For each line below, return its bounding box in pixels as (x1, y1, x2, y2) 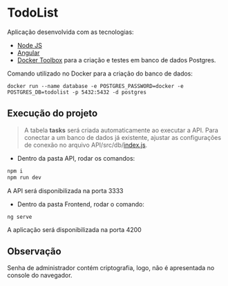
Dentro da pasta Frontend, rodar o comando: (17, 199, 145, 208)
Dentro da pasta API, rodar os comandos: (17, 154, 135, 162)
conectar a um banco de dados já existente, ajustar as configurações (23, 133, 222, 141)
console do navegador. (7, 271, 73, 280)
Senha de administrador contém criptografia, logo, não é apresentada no (7, 264, 215, 272)
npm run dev (7, 174, 41, 181)
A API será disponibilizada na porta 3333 (7, 186, 124, 195)
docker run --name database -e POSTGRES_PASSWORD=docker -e (7, 82, 184, 89)
